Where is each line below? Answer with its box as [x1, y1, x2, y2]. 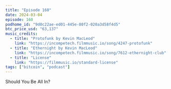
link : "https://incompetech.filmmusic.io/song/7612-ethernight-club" [14, 50, 167, 55]
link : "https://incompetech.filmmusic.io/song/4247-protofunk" [14, 41, 153, 46]
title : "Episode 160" [5, 7, 52, 13]
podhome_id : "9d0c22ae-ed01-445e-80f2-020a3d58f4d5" [5, 21, 121, 27]
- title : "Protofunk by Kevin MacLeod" [10, 36, 96, 41]
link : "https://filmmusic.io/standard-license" [14, 60, 118, 65]
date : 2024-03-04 [5, 12, 43, 17]
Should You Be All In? [5, 79, 50, 85]
